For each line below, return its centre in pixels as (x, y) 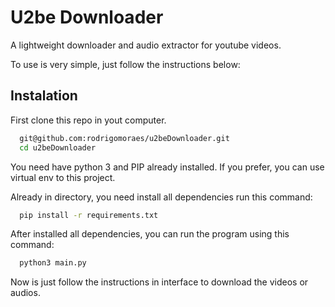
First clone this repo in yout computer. (88, 120)
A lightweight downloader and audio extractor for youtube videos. (146, 45)
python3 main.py (53, 263)
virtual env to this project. (63, 177)
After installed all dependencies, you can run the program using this (150, 234)
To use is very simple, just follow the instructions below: (125, 64)
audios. (25, 293)
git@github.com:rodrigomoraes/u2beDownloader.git (124, 138)
